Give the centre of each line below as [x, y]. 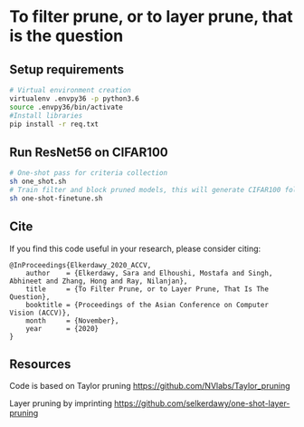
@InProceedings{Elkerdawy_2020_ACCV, [81, 265]
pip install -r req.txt [54, 124]
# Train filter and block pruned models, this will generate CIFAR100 [145, 189]
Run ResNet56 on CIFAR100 [89, 152]
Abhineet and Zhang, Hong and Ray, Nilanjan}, [99, 281]
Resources [40, 364]
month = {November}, [72, 320]
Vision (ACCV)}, [40, 313]
